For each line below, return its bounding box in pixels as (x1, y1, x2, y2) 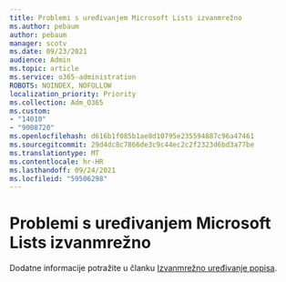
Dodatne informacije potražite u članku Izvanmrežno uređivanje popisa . (9, 263, 278, 274)
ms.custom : (9, 106, 51, 116)
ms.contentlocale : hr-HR (9, 156, 104, 166)
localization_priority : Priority (9, 89, 137, 98)
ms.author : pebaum (9, 22, 79, 31)
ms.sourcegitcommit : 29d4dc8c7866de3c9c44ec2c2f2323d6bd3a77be (9, 140, 255, 149)
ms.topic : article (9, 65, 79, 74)
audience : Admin (9, 55, 71, 65)
